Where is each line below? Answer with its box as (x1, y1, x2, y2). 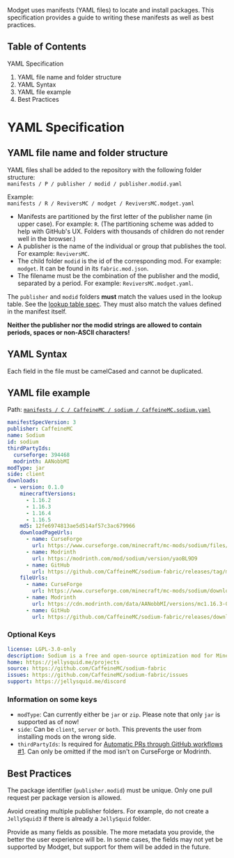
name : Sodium (7, 432, 45, 439)
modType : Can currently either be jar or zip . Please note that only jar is (17, 710, 221, 719)
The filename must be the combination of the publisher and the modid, (17, 271, 220, 279)
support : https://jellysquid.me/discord (7, 678, 127, 685)
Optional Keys (7, 630, 56, 640)
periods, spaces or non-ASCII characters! (7, 328, 130, 337)
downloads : (7, 477, 39, 484)
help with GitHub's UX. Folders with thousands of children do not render (17, 227, 225, 236)
